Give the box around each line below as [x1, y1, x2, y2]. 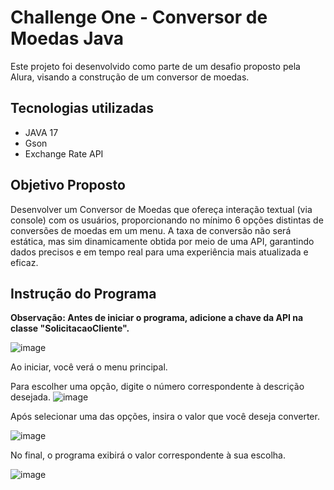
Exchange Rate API [24, 147, 104, 160]
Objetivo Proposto [10, 177, 126, 194]
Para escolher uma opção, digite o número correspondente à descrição [10, 381, 305, 393]
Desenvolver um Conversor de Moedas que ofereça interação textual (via [10, 203, 313, 215]
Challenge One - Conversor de [10, 6, 268, 29]
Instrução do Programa [10, 285, 157, 302]
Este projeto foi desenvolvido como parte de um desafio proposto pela [10, 60, 301, 72]
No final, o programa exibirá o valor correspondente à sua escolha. [10, 449, 286, 461]
